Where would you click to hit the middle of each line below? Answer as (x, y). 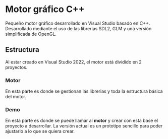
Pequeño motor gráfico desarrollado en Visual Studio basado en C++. (78, 23)
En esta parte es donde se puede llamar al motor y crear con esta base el (81, 121)
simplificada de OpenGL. (31, 34)
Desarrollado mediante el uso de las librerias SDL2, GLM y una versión (78, 28)
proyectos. (16, 67)
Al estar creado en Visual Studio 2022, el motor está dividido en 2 (74, 62)
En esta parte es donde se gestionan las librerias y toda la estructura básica (84, 91)
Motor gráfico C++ (45, 9)
